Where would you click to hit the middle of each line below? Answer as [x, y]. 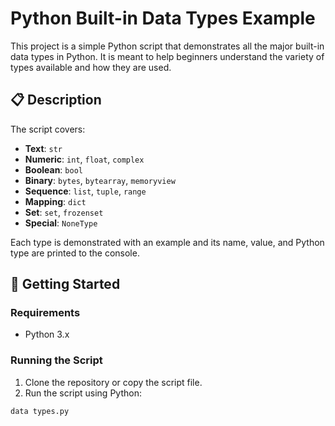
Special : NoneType [61, 223]
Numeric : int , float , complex [84, 159]
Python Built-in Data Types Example [163, 18]
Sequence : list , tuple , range [85, 191]
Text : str [43, 148]
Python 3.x [47, 334]
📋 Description [56, 100]
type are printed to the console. [75, 253]
